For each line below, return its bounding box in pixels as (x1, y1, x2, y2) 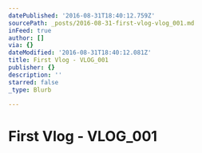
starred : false (8, 78, 59, 86)
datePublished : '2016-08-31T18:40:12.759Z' (8, 11, 156, 20)
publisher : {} (8, 64, 56, 72)
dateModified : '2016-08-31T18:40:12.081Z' (8, 49, 152, 57)
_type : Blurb (8, 85, 52, 94)
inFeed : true (8, 26, 52, 34)
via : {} (8, 41, 34, 49)
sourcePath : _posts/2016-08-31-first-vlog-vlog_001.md (8, 19, 195, 27)
